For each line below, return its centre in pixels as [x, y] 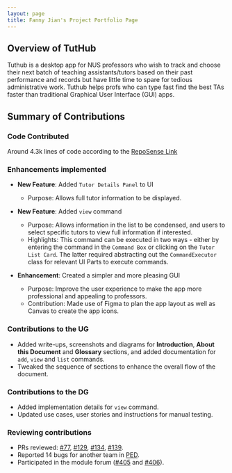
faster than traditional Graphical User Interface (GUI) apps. [91, 95]
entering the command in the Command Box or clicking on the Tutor [121, 247]
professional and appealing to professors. [87, 296]
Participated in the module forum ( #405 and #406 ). [91, 463]
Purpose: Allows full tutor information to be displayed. [105, 198]
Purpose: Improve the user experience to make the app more [115, 289]
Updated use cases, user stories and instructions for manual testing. [115, 414]
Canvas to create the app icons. [73, 311]
